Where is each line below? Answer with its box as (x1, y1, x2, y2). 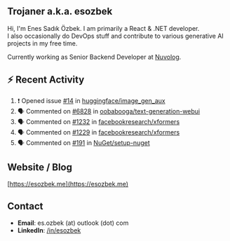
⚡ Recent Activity (7, 74, 85, 86)
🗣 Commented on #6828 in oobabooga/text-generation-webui (17, 106, 201, 115)
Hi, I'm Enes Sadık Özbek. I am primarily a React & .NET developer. (7, 24, 200, 32)
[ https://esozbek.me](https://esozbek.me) (7, 180, 128, 188)
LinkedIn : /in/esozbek (17, 226, 81, 235)
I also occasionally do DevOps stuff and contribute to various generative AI (7, 32, 224, 40)
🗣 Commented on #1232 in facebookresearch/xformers (17, 117, 180, 125)
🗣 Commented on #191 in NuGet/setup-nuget (17, 138, 150, 146)
